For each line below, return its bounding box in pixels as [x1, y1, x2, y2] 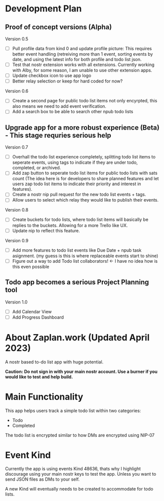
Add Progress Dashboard [12, 314, 64, 320]
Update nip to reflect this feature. [12, 227, 80, 233]
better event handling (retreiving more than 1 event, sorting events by [12, 51, 153, 57]
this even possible [12, 264, 49, 270]
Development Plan [5, 3, 82, 14]
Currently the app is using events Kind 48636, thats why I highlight [5, 466, 141, 472]
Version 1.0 [5, 299, 28, 305]
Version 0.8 [5, 207, 29, 213]
